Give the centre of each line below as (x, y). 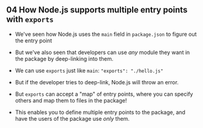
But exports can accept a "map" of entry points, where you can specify (104, 94)
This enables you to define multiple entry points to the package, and (100, 112)
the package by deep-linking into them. (64, 59)
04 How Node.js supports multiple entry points (97, 10)
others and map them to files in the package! (71, 100)
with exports (30, 20)
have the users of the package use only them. (72, 118)
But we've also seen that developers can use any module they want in (102, 52)
